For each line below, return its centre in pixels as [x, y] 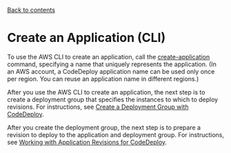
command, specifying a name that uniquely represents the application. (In [112, 64]
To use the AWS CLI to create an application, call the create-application [109, 57]
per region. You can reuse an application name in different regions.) [103, 79]
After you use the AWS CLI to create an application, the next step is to [106, 92]
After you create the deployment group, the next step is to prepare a [104, 127]
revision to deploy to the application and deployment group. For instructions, [115, 134]
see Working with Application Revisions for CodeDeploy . [87, 142]
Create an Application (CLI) [87, 38]
